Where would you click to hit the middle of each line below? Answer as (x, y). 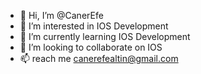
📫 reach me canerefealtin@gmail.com (99, 58)
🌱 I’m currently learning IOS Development (105, 36)
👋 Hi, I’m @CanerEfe (61, 15)
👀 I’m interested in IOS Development (94, 26)
